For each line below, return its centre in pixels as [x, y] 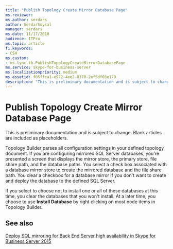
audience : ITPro [23, 39]
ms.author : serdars [26, 20]
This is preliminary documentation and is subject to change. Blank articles [84, 132]
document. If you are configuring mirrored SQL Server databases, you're [82, 153]
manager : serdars [24, 29]
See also [19, 224]
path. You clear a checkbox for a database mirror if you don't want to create [86, 175]
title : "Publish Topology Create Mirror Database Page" [66, 10]
